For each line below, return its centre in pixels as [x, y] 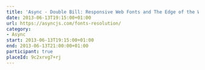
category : [19, 29]
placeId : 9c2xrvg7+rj [34, 57]
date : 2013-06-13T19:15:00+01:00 [49, 18]
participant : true [30, 52]
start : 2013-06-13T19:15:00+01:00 [50, 40]
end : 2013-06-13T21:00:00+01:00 [47, 46]
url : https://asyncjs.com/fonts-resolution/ [64, 23]
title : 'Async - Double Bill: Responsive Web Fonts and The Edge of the [101, 12]
